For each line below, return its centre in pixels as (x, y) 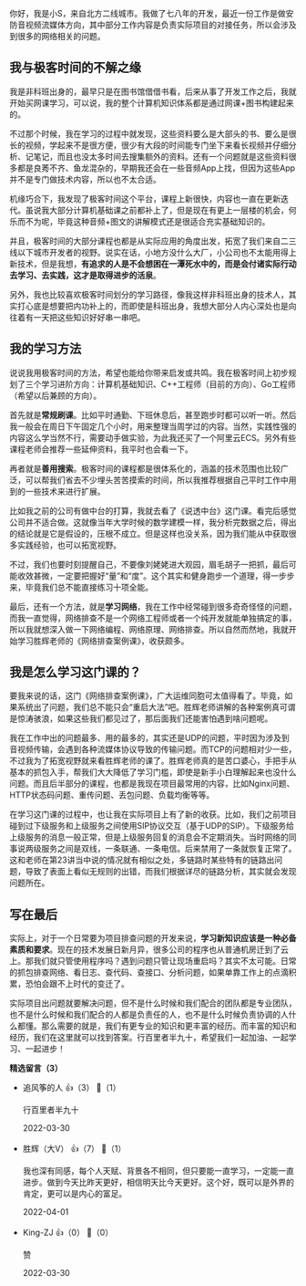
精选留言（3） (36, 1068)
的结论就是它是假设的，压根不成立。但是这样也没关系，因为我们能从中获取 (149, 533)
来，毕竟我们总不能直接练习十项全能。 (81, 587)
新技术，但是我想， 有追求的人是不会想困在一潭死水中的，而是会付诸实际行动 (153, 264)
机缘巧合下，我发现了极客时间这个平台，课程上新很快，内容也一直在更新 (145, 198)
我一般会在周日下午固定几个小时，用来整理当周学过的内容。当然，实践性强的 (153, 426)
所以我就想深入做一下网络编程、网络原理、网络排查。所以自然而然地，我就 (149, 629)
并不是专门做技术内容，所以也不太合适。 (85, 179)
